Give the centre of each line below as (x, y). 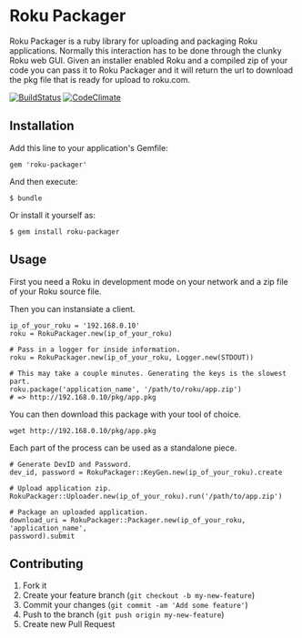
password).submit (42, 536)
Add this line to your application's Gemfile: (89, 147)
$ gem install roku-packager (65, 232)
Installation (42, 126)
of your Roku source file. (55, 291)
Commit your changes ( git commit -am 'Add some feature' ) (135, 605)
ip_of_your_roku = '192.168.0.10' (75, 325)
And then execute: (44, 181)
